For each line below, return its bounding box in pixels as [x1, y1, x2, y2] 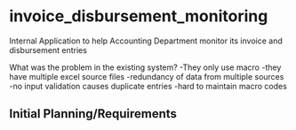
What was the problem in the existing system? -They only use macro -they [9, 62, 282, 73]
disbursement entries [9, 44, 87, 55]
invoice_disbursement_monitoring [9, 6, 268, 27]
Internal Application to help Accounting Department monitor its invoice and [9, 35, 283, 46]
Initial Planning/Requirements [9, 106, 178, 121]
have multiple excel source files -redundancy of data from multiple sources [9, 71, 284, 81]
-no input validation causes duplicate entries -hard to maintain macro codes [9, 80, 287, 91]
